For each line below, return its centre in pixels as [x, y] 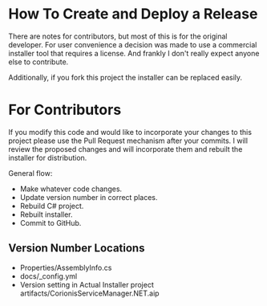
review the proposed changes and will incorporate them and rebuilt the [125, 149]
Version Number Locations [77, 249]
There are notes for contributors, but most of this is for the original [118, 36]
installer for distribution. [48, 157]
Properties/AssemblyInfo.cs [66, 267]
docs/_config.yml [49, 276]
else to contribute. [38, 62]
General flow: [30, 173]
